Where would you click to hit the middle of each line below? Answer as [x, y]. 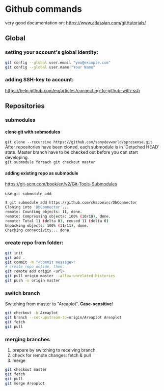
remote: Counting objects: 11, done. [44, 212]
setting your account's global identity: [52, 52]
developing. [17, 158]
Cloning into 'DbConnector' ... [37, 207]
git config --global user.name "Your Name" [50, 67]
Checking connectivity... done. [38, 230]
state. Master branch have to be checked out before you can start [72, 152]
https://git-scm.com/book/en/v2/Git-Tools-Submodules [61, 184]
